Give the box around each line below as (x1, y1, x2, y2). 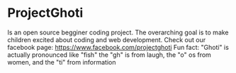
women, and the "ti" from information (7, 58, 116, 66)
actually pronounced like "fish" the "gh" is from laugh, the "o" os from (7, 51, 211, 59)
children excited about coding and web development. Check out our (7, 35, 206, 44)
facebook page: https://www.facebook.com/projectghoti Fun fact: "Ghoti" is (7, 43, 229, 51)
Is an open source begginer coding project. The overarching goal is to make (7, 28, 229, 36)
